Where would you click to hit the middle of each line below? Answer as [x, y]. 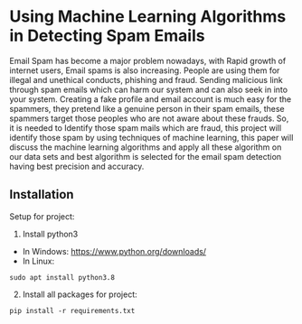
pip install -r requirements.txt [72, 310]
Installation [42, 194]
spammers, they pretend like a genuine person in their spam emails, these [147, 108]
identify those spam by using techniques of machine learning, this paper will [151, 137]
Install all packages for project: [80, 294]
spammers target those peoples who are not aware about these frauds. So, [149, 118]
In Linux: [38, 261]
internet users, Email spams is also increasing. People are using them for [145, 70]
